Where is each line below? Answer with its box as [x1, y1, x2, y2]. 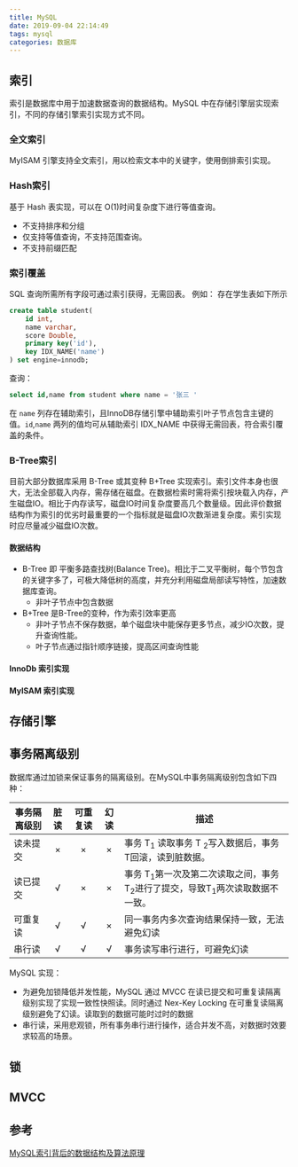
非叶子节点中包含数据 [35, 597, 114, 607]
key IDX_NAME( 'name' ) [25, 348, 105, 356]
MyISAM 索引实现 [9, 685, 75, 696]
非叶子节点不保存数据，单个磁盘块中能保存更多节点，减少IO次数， [35, 619, 278, 630]
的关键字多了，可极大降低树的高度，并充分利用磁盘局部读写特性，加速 [21, 575, 279, 585]
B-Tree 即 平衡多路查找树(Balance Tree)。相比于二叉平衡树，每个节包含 [21, 564, 284, 575]
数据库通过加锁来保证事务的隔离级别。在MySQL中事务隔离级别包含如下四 [9, 771, 278, 782]
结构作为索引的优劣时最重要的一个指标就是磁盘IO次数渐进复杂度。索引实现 [9, 509, 282, 520]
